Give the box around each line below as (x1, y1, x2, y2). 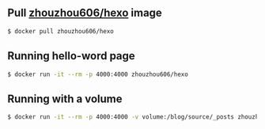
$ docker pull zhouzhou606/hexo (7, 27, 114, 35)
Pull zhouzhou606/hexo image (7, 6, 163, 20)
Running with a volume (7, 92, 123, 105)
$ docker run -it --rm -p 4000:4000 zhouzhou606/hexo (7, 70, 189, 78)
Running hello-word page (7, 49, 135, 63)
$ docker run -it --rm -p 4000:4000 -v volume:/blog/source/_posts (7, 113, 235, 121)
